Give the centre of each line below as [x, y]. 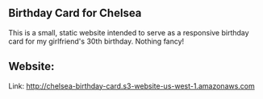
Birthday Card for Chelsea [75, 13]
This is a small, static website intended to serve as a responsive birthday [129, 32]
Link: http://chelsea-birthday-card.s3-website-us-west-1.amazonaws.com [132, 86]
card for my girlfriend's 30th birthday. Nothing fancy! [96, 41]
